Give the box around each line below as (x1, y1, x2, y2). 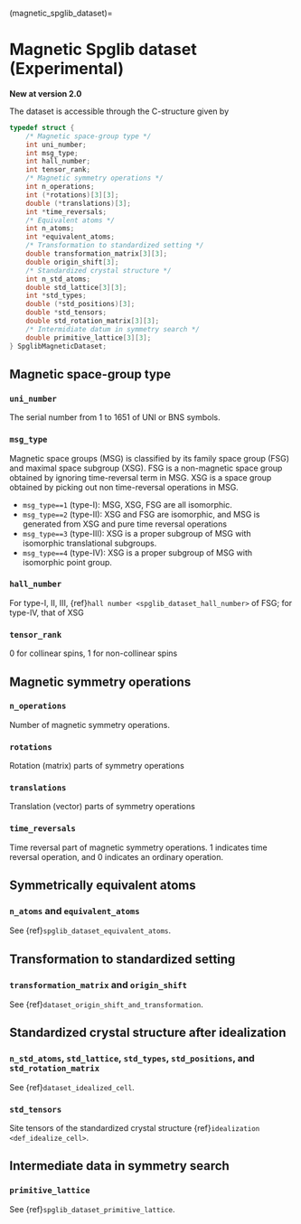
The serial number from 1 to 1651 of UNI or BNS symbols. (9, 412, 221, 423)
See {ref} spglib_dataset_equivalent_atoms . (9, 925, 172, 936)
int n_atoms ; (25, 224, 75, 233)
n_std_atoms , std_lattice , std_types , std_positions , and (9, 1052, 255, 1065)
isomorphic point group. (22, 556, 113, 567)
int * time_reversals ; (25, 207, 107, 216)
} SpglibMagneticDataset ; (9, 341, 107, 350)
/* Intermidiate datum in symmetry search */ (25, 324, 201, 333)
